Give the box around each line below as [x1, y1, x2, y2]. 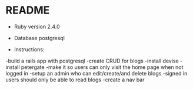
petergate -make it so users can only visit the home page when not [21, 63, 184, 71]
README [5, 4, 50, 17]
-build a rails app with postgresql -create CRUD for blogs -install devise [5, 57, 179, 64]
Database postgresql [14, 34, 65, 41]
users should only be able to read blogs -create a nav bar [5, 76, 145, 83]
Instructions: [14, 45, 45, 53]
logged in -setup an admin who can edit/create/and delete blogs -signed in [5, 70, 188, 77]
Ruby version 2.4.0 [14, 23, 60, 30]
